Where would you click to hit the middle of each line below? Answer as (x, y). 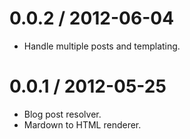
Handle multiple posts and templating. (102, 46)
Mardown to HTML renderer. (82, 124)
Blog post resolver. (62, 114)
